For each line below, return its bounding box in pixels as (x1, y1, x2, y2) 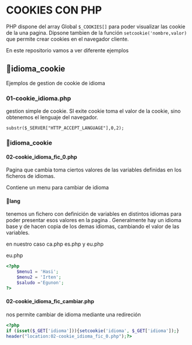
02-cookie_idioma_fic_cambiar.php (6, 298, 95, 305)
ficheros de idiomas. (6, 173, 56, 180)
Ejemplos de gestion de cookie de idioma (6, 79, 105, 86)
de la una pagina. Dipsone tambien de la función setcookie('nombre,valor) (6, 29, 187, 36)
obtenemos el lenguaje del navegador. (6, 114, 98, 121)
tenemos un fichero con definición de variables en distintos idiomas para (6, 210, 181, 217)
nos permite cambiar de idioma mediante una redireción (6, 311, 142, 318)
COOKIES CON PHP (6, 4, 102, 17)
